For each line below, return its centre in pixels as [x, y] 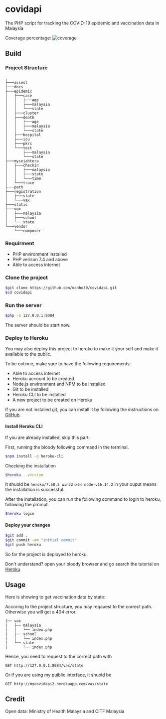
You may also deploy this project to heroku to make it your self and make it [82, 349]
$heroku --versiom [24, 475]
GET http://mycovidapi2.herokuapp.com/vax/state [57, 684]
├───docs [14, 87]
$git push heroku [23, 545]
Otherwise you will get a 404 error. [41, 612]
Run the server [23, 305]
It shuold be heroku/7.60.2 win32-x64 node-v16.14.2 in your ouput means [81, 484]
